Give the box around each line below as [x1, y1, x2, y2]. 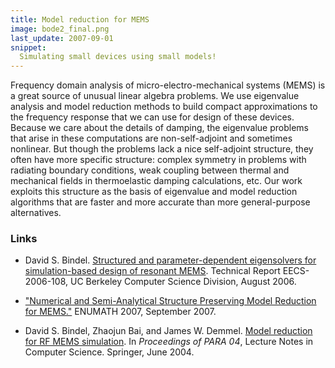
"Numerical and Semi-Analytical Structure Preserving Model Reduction [24, 295, 317, 307]
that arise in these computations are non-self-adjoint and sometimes [10, 132, 293, 145]
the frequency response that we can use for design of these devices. [10, 111, 295, 123]
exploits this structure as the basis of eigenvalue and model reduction [10, 186, 298, 198]
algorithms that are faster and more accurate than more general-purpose [10, 196, 311, 208]
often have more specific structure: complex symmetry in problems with [10, 154, 307, 166]
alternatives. [10, 207, 62, 219]
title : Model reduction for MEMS [10, 14, 150, 25]
